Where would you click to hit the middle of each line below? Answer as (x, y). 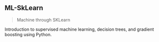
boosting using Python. (28, 34)
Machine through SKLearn (43, 20)
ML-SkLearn (24, 8)
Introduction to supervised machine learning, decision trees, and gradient (79, 29)
